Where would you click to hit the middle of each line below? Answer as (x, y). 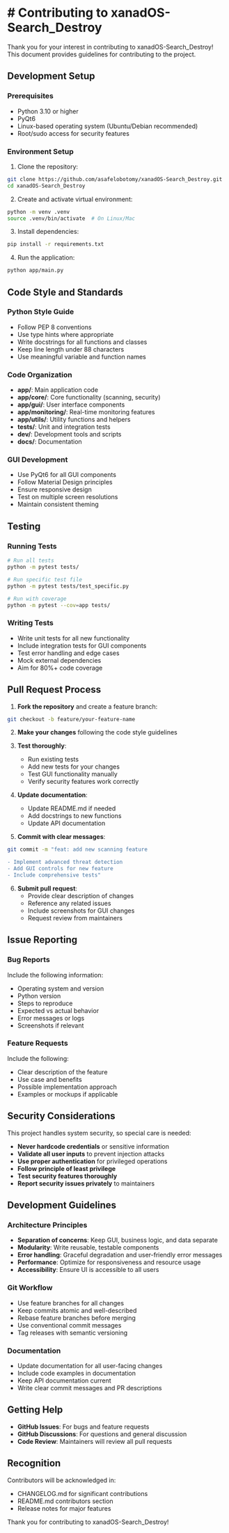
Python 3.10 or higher (48, 111)
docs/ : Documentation (49, 442)
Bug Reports (29, 960)
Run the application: (46, 258)
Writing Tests (30, 623)
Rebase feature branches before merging (76, 1318)
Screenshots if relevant (50, 1025)
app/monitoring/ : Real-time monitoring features (86, 412)
